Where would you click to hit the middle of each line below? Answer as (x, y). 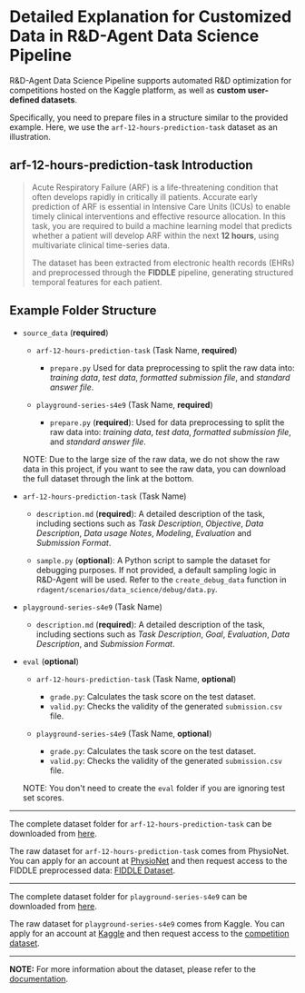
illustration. (30, 136)
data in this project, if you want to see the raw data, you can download (154, 469)
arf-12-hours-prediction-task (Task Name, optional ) (136, 679)
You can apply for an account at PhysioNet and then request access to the (148, 860)
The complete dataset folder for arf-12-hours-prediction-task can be (141, 823)
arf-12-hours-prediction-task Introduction (131, 165)
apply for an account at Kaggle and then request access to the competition (149, 933)
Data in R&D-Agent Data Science (134, 36)
